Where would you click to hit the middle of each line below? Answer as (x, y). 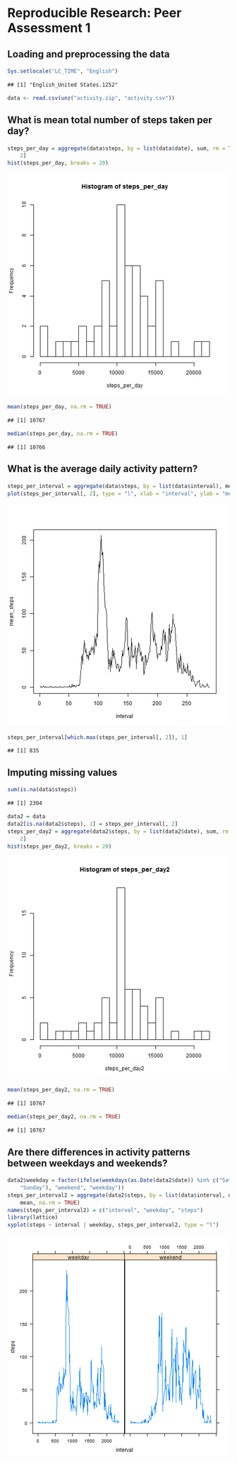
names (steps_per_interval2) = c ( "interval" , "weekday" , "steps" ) (105, 1210)
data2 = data (26, 817)
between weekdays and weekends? (87, 1163)
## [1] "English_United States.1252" (63, 85)
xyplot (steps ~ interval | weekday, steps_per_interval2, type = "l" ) (113, 1225)
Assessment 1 (49, 28)
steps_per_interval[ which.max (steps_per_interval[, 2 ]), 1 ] (98, 737)
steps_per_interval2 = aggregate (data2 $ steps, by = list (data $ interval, (116, 1195)
